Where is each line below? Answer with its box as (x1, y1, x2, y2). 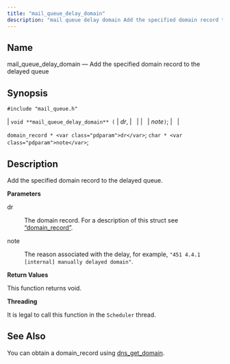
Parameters (7, 190, 41, 198)
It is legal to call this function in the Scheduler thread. (7, 310, 156, 319)
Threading (7, 297, 38, 306)
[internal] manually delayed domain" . (24, 257, 133, 265)
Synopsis (7, 87, 48, 99)
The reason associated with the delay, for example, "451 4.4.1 (24, 250, 201, 258)
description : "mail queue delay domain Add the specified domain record (7, 16, 219, 23)
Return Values (7, 271, 49, 279)
